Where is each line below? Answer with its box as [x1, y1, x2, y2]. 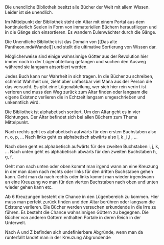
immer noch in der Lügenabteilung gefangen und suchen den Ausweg [5, 59, 146, 64]
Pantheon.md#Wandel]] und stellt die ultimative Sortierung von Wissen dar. [5, 44, 157, 49]
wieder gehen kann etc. [5, 184, 53, 190]
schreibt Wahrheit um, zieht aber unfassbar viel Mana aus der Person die [5, 78, 152, 84]
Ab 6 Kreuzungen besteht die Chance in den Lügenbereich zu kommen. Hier [5, 194, 159, 199]
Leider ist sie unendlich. [5, 9, 53, 15]
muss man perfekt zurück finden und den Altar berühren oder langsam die [5, 199, 155, 205]
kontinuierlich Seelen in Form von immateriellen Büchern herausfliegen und [5, 24, 157, 30]
